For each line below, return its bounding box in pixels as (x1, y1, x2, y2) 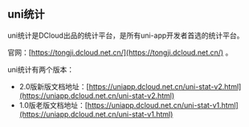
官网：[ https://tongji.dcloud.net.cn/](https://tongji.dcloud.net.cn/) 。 (7, 47, 233, 57)
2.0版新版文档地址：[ (18, 81, 89, 91)
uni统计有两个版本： (7, 64, 74, 74)
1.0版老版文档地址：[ (18, 100, 88, 110)
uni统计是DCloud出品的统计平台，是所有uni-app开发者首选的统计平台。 (7, 31, 244, 40)
